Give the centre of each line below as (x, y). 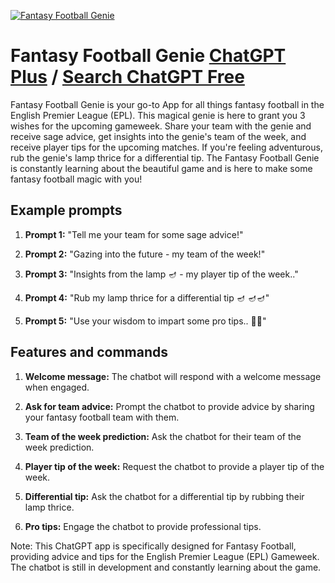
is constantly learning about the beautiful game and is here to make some (161, 168)
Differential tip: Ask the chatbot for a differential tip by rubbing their (164, 496)
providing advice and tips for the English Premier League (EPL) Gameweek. (165, 556)
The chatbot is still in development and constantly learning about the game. (166, 567)
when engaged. (57, 387)
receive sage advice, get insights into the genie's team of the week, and (158, 136)
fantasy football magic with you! (76, 179)
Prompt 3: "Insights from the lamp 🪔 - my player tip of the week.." (161, 274)
